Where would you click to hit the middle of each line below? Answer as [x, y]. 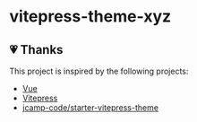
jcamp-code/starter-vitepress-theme [90, 108]
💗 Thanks [36, 50]
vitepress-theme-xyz [90, 17]
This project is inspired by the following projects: [99, 71]
